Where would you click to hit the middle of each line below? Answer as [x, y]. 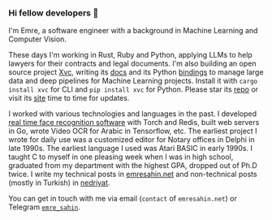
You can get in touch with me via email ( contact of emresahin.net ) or [123, 199]
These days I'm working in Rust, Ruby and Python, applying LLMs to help [131, 55]
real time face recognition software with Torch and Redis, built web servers [134, 123]
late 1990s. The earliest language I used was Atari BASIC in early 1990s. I [131, 149]
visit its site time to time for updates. [69, 98]
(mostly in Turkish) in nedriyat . [59, 183]
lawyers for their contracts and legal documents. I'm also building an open [132, 63]
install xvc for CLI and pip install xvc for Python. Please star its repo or [133, 89]
